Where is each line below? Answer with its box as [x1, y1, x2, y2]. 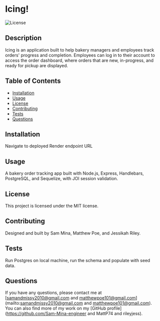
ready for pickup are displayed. [5, 62, 68, 68]
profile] [107, 305, 122, 311]
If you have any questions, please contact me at [5, 290, 102, 295]
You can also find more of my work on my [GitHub [5, 305, 107, 311]
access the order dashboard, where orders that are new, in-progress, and [5, 57, 154, 63]
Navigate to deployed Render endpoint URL [5, 143, 93, 149]
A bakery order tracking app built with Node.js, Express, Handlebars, [5, 170, 144, 176]
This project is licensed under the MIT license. [5, 203, 99, 209]
